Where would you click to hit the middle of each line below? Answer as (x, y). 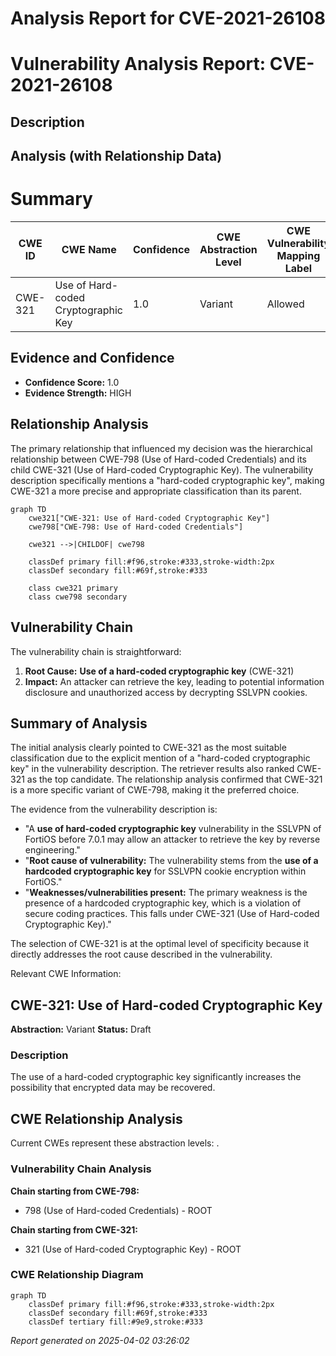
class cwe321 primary (73, 588)
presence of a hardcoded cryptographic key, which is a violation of (163, 903)
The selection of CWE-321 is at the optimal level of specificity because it (160, 944)
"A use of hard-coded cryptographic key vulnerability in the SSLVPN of (173, 829)
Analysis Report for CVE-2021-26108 (168, 18)
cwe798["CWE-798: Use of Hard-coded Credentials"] (136, 527)
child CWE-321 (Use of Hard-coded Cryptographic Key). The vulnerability (162, 469)
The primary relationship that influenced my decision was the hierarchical (161, 448)
